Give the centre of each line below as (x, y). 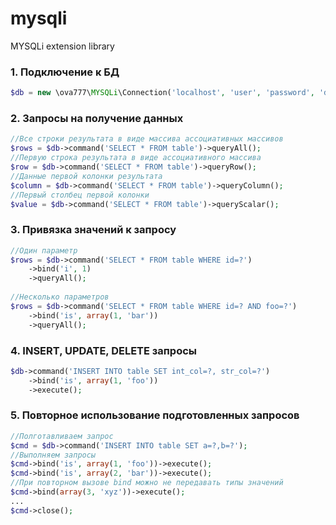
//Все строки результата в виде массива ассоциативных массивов (147, 139)
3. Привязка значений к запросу (93, 230)
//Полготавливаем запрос (62, 436)
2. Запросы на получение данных (97, 119)
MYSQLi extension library (62, 46)
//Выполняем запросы (53, 455)
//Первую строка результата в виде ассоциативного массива (136, 158)
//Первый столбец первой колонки (80, 195)
